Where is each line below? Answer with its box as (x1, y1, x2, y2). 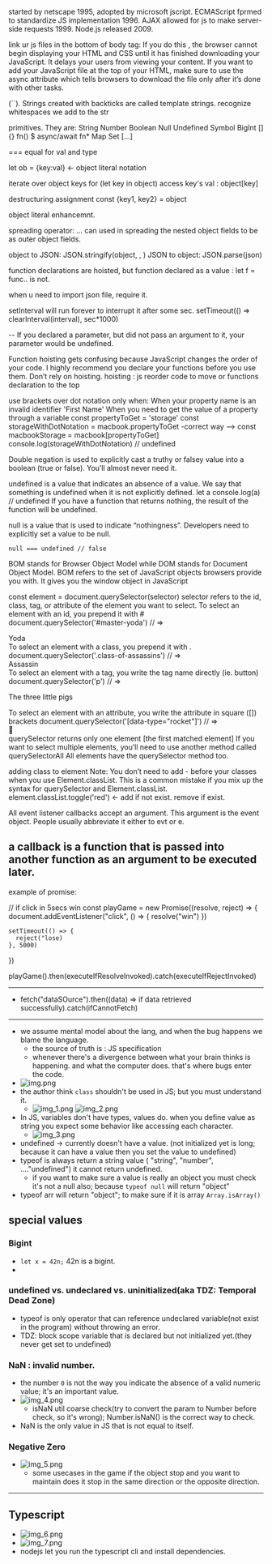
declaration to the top (8, 380, 80, 390)
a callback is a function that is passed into (8, 840, 225, 854)
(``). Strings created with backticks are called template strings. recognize (8, 99, 252, 108)
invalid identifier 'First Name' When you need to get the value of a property (8, 404, 258, 414)
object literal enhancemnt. (8, 210, 96, 220)
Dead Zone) (8, 1295, 56, 1306)
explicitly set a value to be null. (8, 529, 112, 538)
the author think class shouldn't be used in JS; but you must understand (19, 1086, 261, 1096)
